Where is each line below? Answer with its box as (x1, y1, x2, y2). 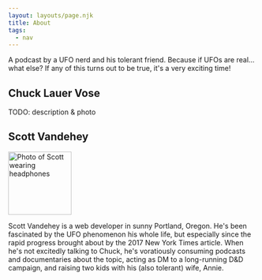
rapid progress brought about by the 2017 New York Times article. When (8, 237, 244, 247)
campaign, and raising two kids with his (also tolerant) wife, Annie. (8, 263, 224, 272)
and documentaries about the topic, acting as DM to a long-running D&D (8, 254, 244, 264)
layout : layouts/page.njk (8, 11, 93, 20)
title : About (8, 19, 51, 27)
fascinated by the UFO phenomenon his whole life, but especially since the (8, 230, 252, 239)
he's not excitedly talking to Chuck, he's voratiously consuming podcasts (8, 246, 246, 256)
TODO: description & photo (8, 107, 96, 117)
